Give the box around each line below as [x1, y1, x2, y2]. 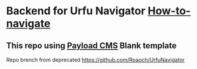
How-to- [147, 4, 191, 18]
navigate [6, 17, 51, 30]
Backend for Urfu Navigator [6, 4, 146, 18]
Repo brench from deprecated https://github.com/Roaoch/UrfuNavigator [6, 57, 185, 63]
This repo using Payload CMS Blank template [6, 40, 177, 51]
